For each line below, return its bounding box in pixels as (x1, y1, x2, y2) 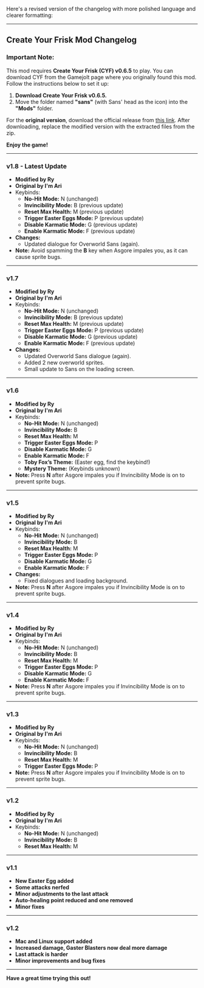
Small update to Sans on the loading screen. (24, 365, 135, 373)
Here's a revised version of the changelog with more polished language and (6, 5, 196, 12)
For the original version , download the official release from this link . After (6, 116, 190, 123)
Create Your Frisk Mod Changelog (6, 35, 137, 45)
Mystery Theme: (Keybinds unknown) (24, 465, 120, 472)
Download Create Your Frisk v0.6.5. (15, 91, 107, 99)
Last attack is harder (15, 951, 69, 958)
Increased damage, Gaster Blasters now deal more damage (15, 944, 168, 952)
